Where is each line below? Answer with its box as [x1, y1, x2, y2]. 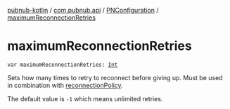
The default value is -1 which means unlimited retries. [7, 94, 163, 103]
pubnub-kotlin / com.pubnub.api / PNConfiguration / [7, 6, 159, 14]
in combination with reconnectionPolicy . [7, 81, 123, 89]
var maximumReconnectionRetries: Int [7, 61, 118, 68]
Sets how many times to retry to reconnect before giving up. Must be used [7, 73, 223, 82]
